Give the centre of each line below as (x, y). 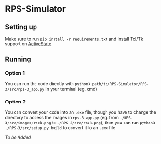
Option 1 (15, 73)
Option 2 (15, 102)
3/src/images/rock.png (28, 123)
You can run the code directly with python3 (48, 83)
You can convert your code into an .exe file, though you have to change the (81, 112)
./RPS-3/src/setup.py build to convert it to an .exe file (60, 127)
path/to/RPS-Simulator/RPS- (121, 84)
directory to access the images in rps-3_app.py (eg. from (62, 117)
